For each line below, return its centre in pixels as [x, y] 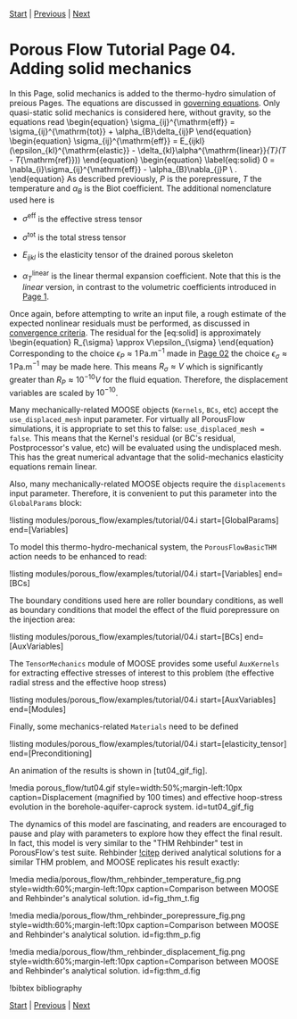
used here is [32, 200]
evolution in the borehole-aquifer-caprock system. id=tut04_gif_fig [132, 807]
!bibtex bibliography [46, 988]
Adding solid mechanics [100, 69]
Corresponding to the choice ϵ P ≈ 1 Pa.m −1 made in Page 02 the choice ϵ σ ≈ [148, 353]
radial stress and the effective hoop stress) [88, 683]
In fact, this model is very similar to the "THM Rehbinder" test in [126, 843]
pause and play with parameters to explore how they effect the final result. [146, 833]
